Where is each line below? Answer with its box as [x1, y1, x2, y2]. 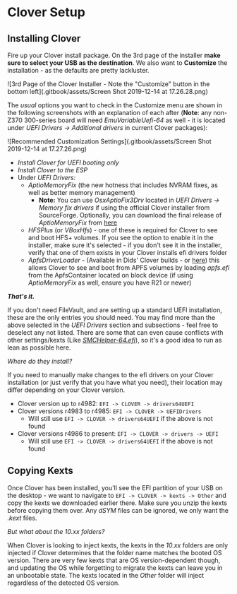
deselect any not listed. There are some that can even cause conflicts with [7, 328, 224, 336]
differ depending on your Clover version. [7, 386, 126, 394]
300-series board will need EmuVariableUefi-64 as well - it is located [23, 116, 226, 124]
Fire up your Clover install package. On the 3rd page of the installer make [7, 51, 221, 59]
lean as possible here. [7, 343, 71, 352]
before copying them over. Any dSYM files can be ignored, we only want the [7, 506, 229, 514]
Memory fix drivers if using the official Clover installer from [38, 203, 210, 212]
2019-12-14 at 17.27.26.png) [7, 145, 87, 153]
